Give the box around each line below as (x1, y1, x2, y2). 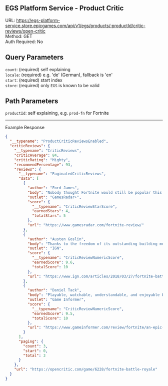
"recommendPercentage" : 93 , (14, 162, 72, 167)
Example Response (5, 125, 45, 131)
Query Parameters (5, 53, 64, 62)
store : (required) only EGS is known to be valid (5, 82, 100, 88)
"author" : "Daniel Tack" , (27, 288, 81, 293)
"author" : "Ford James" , (27, 185, 79, 191)
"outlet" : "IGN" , (27, 246, 64, 251)
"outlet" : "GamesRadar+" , (27, 195, 81, 200)
